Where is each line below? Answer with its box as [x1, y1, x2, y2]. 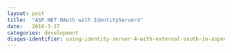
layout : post [7, 10, 45, 17]
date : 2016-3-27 [7, 23, 60, 30]
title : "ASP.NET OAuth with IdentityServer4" [7, 17, 144, 23]
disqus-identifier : [7, 36, 64, 43]
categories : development [7, 29, 79, 36]
